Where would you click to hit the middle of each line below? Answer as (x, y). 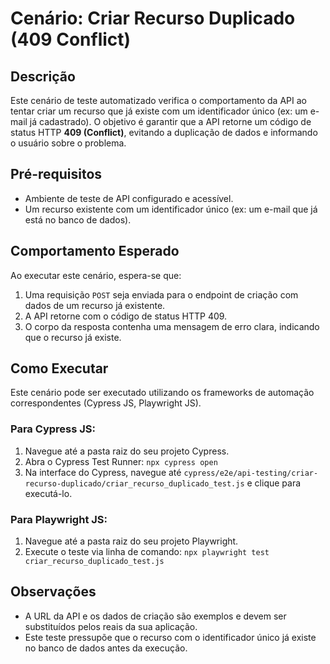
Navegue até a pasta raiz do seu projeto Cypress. (127, 451)
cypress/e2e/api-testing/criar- (251, 473)
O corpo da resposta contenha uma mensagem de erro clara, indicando (172, 326)
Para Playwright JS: (59, 519)
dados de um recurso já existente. (95, 305)
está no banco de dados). (78, 219)
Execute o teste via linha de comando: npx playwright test (147, 552)
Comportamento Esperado (95, 251)
